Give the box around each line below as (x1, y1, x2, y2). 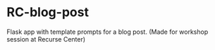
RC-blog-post (6, 4, 90, 20)
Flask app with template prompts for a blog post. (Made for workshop (6, 27, 209, 36)
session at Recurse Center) (6, 35, 86, 43)
